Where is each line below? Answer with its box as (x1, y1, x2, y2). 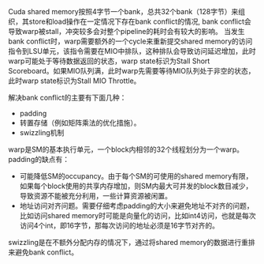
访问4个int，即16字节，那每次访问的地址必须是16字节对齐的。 (19, 221, 219, 230)
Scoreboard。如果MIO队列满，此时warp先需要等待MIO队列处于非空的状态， (8, 66, 255, 75)
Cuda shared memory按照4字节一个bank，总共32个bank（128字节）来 (8, 7, 239, 16)
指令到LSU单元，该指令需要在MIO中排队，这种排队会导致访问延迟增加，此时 (8, 47, 256, 55)
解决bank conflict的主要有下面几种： (8, 93, 127, 102)
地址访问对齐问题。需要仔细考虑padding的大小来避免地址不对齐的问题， (19, 201, 254, 210)
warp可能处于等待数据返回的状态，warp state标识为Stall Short (8, 56, 210, 66)
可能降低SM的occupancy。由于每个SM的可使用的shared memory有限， (19, 172, 253, 180)
